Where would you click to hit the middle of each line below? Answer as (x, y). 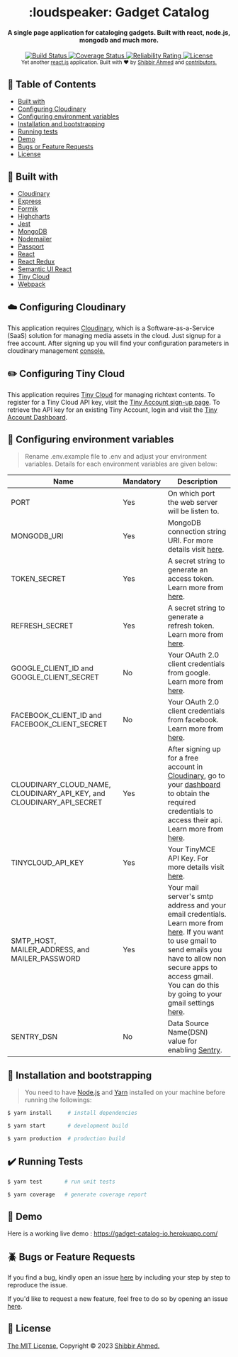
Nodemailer (34, 239)
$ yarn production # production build (66, 1139)
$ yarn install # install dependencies (73, 1113)
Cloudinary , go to (196, 776)
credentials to (191, 812)
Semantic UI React (45, 269)
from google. (189, 673)
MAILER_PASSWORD (46, 959)
